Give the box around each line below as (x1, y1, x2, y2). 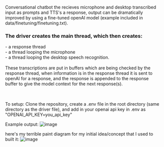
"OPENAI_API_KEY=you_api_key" (5, 112, 73, 118)
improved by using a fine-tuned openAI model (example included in (5, 15, 143, 20)
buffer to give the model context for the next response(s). (5, 81, 123, 87)
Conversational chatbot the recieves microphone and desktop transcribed (5, 4, 157, 10)
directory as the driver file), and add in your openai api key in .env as (5, 107, 146, 113)
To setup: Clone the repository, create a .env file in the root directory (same (5, 101, 160, 107)
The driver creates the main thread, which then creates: (5, 32, 143, 39)
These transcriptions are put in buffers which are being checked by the (5, 65, 151, 71)
